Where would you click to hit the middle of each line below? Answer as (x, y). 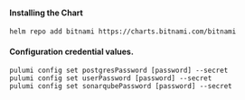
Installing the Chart (46, 13)
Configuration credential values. (71, 51)
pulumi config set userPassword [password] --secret (111, 78)
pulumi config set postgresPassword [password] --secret (119, 71)
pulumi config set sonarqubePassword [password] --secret (121, 86)
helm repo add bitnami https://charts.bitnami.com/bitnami (123, 32)
